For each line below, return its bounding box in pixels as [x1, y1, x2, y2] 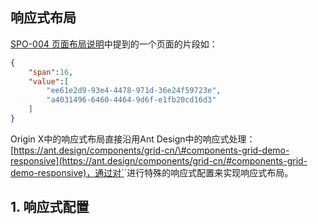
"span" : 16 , [28, 67, 74, 77]
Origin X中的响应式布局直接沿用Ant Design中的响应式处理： [10, 133, 256, 145]
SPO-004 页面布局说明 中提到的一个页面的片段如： [10, 38, 218, 50]
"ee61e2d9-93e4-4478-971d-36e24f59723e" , [46, 86, 222, 96]
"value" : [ [28, 76, 70, 87]
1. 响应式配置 [10, 199, 90, 216]
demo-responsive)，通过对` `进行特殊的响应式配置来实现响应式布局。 [10, 166, 294, 178]
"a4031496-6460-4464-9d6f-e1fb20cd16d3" [46, 95, 217, 105]
